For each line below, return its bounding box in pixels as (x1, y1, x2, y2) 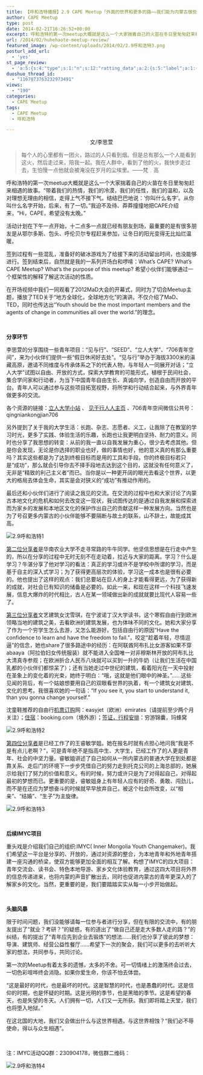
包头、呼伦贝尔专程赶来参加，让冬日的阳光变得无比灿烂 (48, 230, 186, 237)
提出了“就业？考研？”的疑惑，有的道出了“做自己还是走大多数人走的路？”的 (11, 925, 196, 933)
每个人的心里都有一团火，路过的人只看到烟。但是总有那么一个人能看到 (21, 151, 196, 159)
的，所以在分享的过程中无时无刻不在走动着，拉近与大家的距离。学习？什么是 (6, 553, 197, 561)
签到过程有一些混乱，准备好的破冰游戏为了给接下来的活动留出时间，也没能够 (6, 251, 197, 258)
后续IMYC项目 (6, 830, 42, 837)
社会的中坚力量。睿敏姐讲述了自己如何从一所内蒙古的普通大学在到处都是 (16, 755, 197, 762)
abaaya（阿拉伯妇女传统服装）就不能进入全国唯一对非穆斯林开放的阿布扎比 (6, 649, 194, 657)
